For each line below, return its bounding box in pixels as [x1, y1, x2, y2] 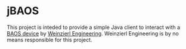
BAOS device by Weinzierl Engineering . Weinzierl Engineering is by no [7, 30, 179, 37]
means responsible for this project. [7, 36, 92, 43]
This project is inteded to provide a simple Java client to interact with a [7, 24, 181, 31]
